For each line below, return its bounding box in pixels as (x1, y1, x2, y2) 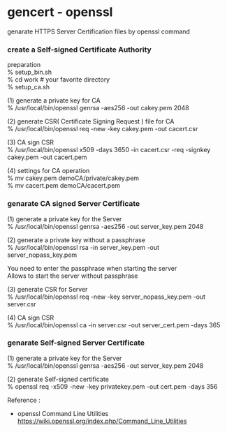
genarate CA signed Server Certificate (7, 199, 140, 209)
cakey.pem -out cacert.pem (7, 153, 87, 161)
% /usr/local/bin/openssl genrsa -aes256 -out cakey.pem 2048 (7, 104, 190, 112)
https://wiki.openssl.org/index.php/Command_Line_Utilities (17, 417, 187, 425)
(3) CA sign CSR (7, 138, 54, 147)
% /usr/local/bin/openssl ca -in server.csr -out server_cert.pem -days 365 (7, 320, 221, 329)
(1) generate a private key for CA (7, 96, 101, 105)
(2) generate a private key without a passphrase (7, 235, 145, 244)
